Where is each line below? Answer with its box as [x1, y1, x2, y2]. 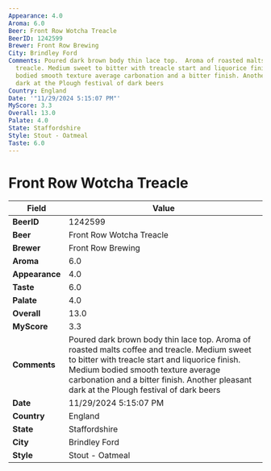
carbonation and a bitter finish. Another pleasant [68, 374, 252, 386]
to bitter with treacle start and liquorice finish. [68, 354, 241, 366]
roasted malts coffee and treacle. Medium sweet [68, 344, 252, 355]
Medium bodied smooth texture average [68, 364, 221, 375]
